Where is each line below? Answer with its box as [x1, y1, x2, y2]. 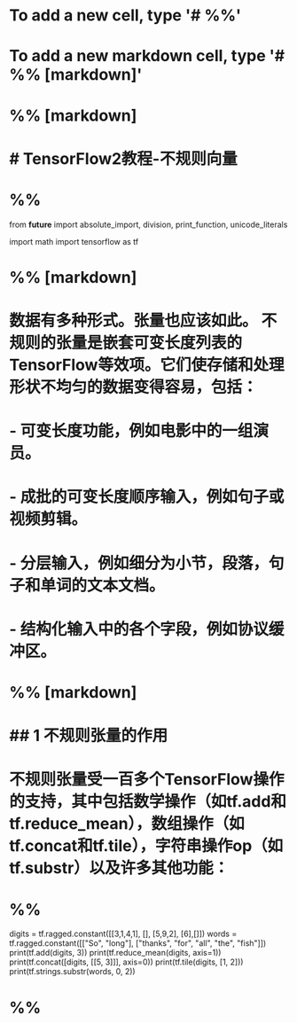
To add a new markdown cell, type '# [9, 46, 285, 66]
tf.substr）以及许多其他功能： [9, 858, 230, 879]
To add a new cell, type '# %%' [9, 5, 242, 26]
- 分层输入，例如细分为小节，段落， [9, 553, 269, 573]
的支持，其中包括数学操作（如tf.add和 [9, 792, 286, 812]
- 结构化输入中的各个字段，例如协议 [9, 619, 269, 639]
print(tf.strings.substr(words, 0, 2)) [9, 966, 136, 977]
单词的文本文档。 [40, 575, 166, 595]
